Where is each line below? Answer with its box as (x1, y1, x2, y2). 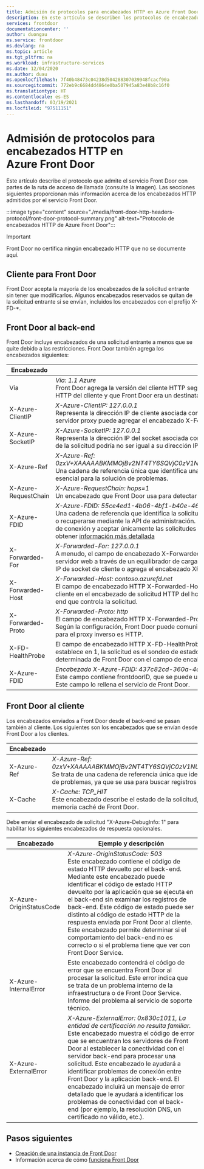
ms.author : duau (6, 71, 47, 77)
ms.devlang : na (6, 43, 45, 49)
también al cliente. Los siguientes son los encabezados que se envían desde (6, 724, 198, 731)
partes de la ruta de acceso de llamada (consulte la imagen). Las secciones (6, 184, 195, 191)
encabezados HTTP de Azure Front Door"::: (6, 222, 115, 229)
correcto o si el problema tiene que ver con (67, 941, 191, 949)
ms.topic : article (6, 49, 53, 55)
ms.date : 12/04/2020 (6, 65, 59, 72)
